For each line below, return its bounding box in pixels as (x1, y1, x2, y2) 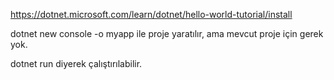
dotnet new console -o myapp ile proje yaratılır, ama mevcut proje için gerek (10, 28, 324, 39)
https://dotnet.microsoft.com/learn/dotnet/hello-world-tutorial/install (10, 9, 293, 20)
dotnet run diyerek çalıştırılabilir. (10, 58, 143, 69)
